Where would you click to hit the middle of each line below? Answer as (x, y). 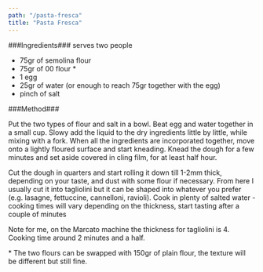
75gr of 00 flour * (48, 68)
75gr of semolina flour (55, 60)
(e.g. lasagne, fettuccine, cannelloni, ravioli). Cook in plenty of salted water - (132, 198)
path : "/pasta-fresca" (45, 15)
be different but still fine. (48, 261)
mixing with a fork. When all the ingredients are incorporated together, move (131, 140)
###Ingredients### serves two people (70, 45)
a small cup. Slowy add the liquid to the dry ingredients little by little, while (128, 132)
